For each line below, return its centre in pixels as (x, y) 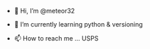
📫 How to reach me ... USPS (56, 38)
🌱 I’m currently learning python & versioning (79, 24)
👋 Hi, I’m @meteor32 (44, 11)
